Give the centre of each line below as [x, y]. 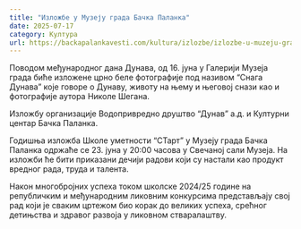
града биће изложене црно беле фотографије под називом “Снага [136, 78]
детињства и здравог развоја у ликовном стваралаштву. [118, 215]
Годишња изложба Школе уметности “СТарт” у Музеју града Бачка [139, 140]
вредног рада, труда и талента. [69, 169]
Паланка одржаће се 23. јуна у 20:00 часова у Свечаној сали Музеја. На [149, 150]
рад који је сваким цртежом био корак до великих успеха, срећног [138, 206]
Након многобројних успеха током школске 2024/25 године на [130, 187]
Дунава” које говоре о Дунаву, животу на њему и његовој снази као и [145, 87]
